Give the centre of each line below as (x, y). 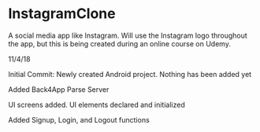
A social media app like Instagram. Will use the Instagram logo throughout (128, 35)
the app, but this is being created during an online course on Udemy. (119, 43)
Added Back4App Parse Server (59, 89)
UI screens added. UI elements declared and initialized (97, 104)
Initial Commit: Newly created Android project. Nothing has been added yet (130, 74)
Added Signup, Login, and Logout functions (79, 119)
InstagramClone (62, 14)
